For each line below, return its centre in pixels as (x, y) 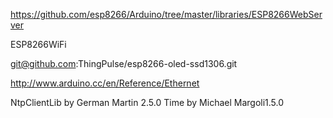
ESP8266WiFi (38, 44)
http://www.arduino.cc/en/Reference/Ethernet (105, 83)
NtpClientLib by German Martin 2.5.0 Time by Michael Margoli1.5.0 (147, 102)
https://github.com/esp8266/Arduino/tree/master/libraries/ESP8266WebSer (166, 14)
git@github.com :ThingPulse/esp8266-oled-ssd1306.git (124, 63)
